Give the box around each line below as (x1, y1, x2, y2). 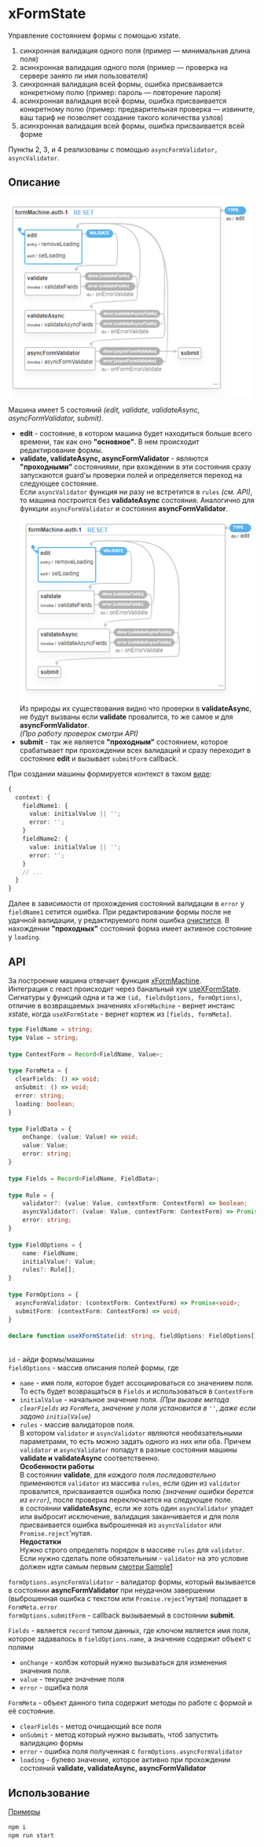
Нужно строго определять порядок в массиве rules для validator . (19, 1545, 245, 1555)
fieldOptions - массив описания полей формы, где (8, 1363, 179, 1372)
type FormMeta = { (8, 1067, 68, 1075)
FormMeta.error (8, 1604, 58, 1612)
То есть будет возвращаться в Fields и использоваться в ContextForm (19, 1386, 254, 1396)
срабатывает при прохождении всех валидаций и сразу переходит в (19, 745, 251, 755)
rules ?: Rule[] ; (22, 1266, 76, 1274)
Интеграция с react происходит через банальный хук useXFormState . (8, 984, 241, 994)
